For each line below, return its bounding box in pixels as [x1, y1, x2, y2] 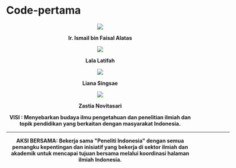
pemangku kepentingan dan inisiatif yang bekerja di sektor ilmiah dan [12, 143, 188, 150]
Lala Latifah [85, 57, 115, 64]
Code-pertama [6, 4, 82, 17]
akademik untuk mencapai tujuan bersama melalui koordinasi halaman [11, 150, 190, 157]
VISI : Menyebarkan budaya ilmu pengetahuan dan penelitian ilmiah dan [9, 113, 191, 121]
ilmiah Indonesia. [78, 156, 122, 163]
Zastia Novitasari [78, 102, 122, 109]
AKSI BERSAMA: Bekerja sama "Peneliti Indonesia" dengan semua [16, 137, 184, 144]
